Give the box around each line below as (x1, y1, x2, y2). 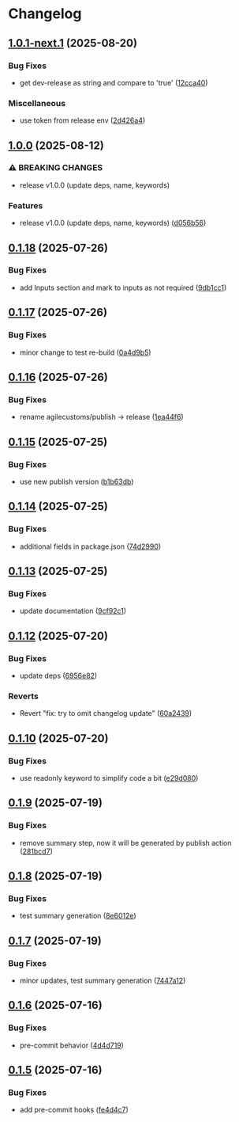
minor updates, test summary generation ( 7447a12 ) (19, 976, 186, 986)
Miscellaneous (8, 97, 65, 108)
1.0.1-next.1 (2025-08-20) (8, 36, 138, 50)
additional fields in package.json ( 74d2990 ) (19, 542, 162, 551)
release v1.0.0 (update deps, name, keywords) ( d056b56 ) (19, 219, 207, 228)
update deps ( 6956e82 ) (19, 671, 98, 680)
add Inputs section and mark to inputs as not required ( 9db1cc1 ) (19, 283, 227, 292)
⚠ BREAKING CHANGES (8, 162, 103, 173)
